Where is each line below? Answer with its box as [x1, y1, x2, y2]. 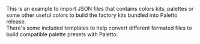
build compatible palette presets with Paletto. [6, 31, 118, 38]
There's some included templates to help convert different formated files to [6, 24, 192, 31]
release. [6, 18, 26, 25]
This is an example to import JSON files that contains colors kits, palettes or [6, 5, 194, 12]
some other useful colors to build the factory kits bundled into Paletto [6, 11, 178, 19]
